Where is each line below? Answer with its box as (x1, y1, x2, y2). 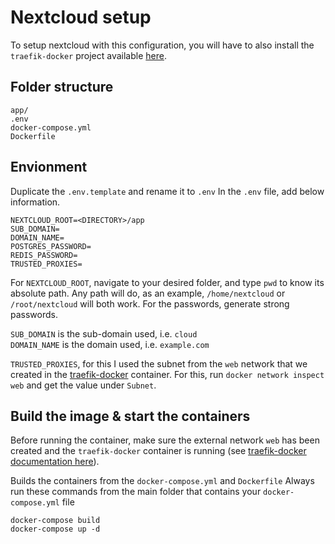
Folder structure (10, 79, 114, 96)
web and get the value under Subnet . (10, 379, 157, 391)
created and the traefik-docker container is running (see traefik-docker (10, 445, 307, 457)
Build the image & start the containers (10, 407, 251, 425)
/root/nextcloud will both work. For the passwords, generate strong (10, 297, 290, 310)
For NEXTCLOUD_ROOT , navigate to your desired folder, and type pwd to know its (10, 276, 325, 288)
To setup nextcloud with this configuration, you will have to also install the (10, 39, 315, 51)
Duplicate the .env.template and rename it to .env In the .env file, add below (10, 185, 325, 197)
